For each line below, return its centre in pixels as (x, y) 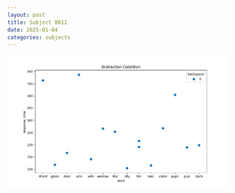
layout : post (26, 15)
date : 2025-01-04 (33, 30)
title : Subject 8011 (38, 22)
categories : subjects (39, 37)
